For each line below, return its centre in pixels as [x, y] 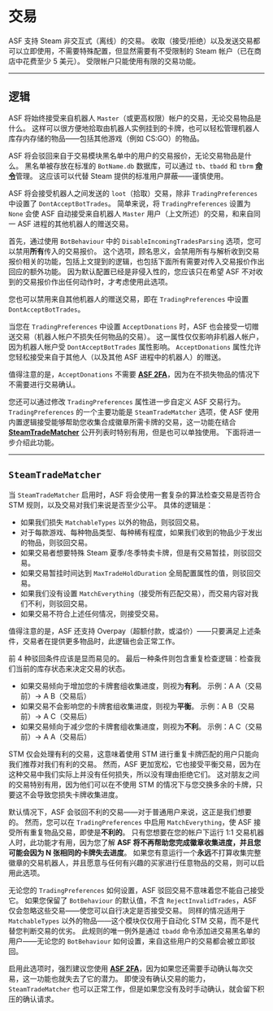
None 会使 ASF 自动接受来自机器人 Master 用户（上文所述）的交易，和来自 [131, 213]
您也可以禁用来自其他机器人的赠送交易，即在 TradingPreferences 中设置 [129, 299]
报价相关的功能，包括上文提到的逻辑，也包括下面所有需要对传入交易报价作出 [136, 261]
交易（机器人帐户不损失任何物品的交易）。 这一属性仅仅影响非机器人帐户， [139, 336]
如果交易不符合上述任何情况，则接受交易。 [91, 613]
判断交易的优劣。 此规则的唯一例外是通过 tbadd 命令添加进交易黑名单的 [141, 930]
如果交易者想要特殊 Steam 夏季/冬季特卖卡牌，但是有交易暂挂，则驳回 [137, 552]
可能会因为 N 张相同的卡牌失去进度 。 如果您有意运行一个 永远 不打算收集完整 [135, 852]
